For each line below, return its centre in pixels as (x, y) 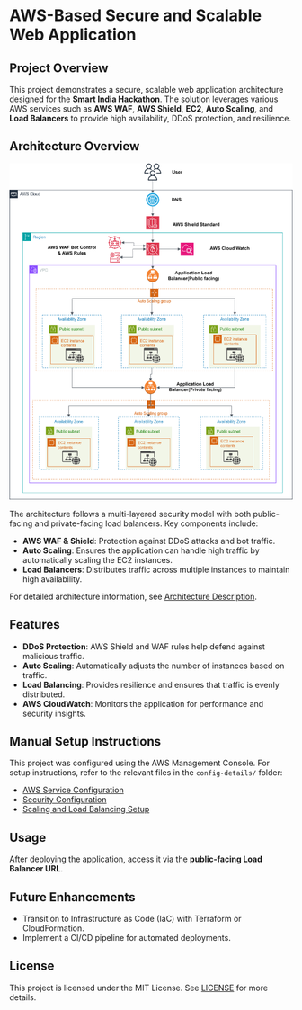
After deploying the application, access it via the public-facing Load (136, 859)
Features (35, 625)
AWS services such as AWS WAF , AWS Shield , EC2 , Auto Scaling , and (142, 108)
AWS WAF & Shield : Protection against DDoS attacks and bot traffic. (149, 541)
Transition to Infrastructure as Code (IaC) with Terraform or (132, 919)
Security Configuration (64, 800)
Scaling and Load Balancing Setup (86, 809)
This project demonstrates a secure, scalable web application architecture (147, 89)
